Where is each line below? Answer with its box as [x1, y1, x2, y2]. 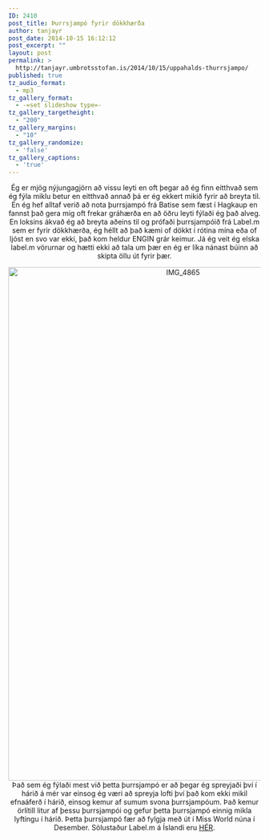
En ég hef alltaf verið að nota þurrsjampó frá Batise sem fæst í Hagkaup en [11, 200, 258, 209]
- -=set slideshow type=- [15, 101, 102, 109]
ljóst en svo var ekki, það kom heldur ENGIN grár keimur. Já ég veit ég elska [9, 234, 260, 244]
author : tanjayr [8, 26, 62, 34]
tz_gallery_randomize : [8, 138, 84, 147]
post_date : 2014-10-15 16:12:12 [8, 34, 116, 43]
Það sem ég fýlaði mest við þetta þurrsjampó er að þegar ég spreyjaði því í [11, 780, 258, 790]
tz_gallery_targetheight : [8, 109, 94, 117]
